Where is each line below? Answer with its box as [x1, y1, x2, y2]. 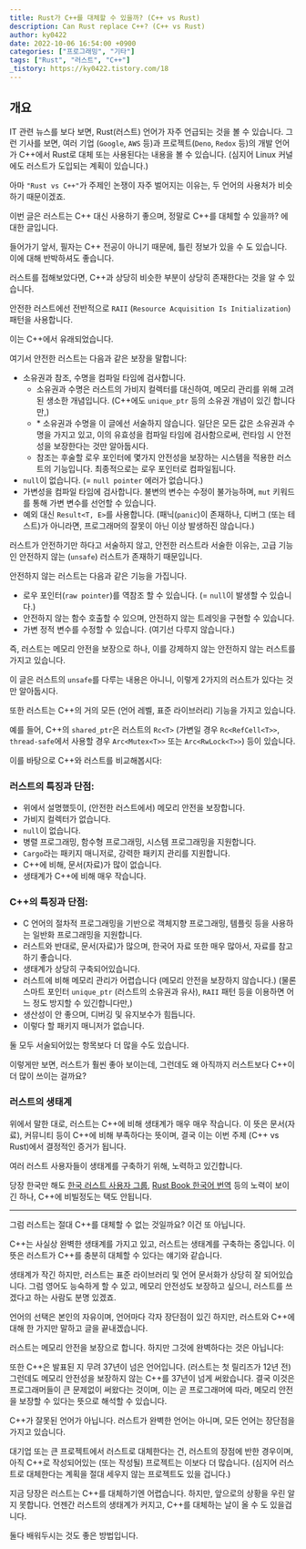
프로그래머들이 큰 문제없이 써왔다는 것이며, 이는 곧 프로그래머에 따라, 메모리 [9, 1384, 277, 1395]
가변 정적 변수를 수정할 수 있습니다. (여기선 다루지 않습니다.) [22, 623, 235, 634]
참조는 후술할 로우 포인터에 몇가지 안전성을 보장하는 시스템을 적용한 [36, 452, 275, 463]
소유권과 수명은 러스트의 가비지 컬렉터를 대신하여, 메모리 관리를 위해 [36, 384, 278, 395]
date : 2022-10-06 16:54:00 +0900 [9, 38, 137, 48]
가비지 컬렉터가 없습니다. [22, 813, 111, 825]
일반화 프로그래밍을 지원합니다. [32, 929, 143, 940]
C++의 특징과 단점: [9, 895, 88, 908]
